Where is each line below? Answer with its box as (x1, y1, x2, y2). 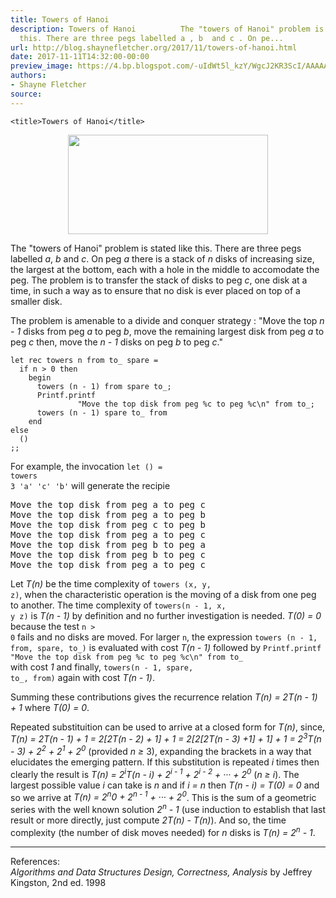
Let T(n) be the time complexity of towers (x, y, (10, 577, 212, 590)
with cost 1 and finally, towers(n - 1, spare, (10, 661, 194, 673)
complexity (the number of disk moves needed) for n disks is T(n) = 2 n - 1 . (10, 824, 316, 838)
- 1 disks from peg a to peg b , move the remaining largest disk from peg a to (10, 325, 325, 337)
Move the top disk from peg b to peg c (10, 549, 206, 560)
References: (10, 855, 60, 867)
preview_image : (10, 61, 74, 71)
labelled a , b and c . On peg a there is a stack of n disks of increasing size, (10, 252, 315, 265)
